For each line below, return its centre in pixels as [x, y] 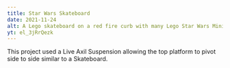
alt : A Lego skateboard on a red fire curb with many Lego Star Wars [108, 26]
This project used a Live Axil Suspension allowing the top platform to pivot [112, 52]
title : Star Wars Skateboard [49, 13]
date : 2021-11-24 [32, 20]
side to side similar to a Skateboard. [57, 59]
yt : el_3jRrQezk [30, 32]
